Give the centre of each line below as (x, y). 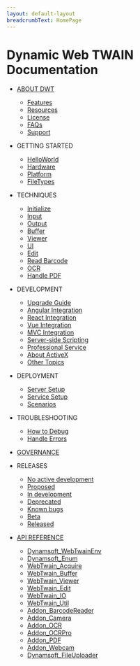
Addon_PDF (44, 640)
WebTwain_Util (48, 603)
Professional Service (56, 348)
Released (40, 524)
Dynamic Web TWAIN (70, 55)
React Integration (52, 318)
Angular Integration (55, 310)
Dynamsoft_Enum (52, 559)
